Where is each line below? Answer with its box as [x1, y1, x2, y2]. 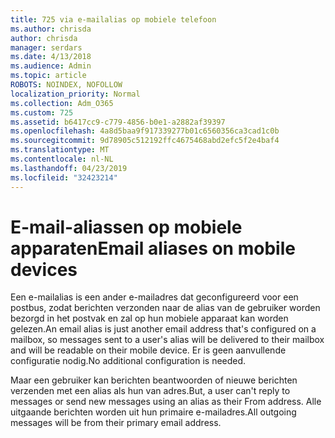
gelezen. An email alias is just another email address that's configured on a [10, 323, 317, 335]
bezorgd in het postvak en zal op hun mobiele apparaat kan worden [10, 312, 289, 325]
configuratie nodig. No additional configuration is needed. [10, 355, 247, 367]
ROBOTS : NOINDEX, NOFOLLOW [10, 80, 123, 90]
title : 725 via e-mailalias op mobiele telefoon [10, 14, 217, 25]
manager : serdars [10, 42, 83, 53]
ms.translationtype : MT [10, 145, 110, 155]
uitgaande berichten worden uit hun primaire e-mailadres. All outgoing [10, 406, 297, 418]
